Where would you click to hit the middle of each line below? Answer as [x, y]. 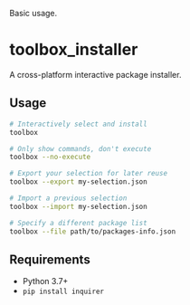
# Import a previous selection [68, 198]
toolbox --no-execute [50, 157]
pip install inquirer [63, 292]
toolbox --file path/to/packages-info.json [93, 231]
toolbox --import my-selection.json [78, 206]
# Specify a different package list [78, 223]
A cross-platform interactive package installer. [95, 74]
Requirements [50, 259]
